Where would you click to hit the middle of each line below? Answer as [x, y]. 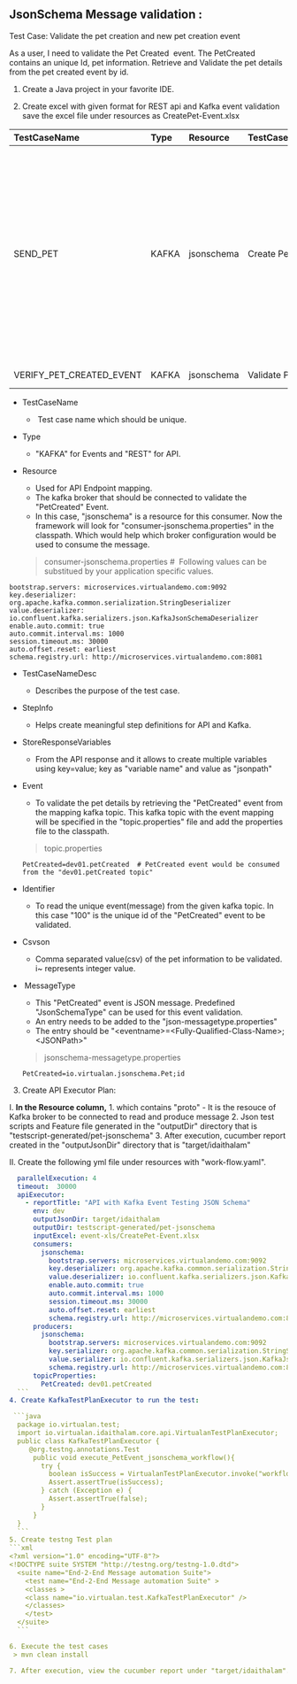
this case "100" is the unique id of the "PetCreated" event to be [150, 915]
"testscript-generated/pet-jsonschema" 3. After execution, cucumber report [148, 1135]
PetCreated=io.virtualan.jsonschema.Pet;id [103, 1074]
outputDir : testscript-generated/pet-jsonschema [124, 1228]
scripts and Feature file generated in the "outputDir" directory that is [133, 1126]
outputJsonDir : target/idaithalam [96, 1220]
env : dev [49, 1211]
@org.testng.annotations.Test [84, 1449]
